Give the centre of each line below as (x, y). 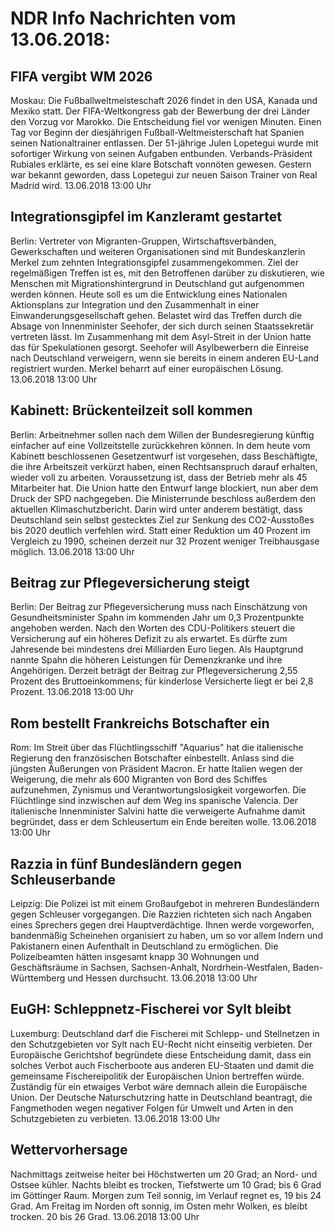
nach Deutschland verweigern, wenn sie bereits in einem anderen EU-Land (165, 358)
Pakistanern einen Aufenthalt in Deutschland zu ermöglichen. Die (144, 946)
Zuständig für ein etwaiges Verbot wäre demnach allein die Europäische (159, 1086)
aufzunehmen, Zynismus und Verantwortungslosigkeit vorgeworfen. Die (158, 790)
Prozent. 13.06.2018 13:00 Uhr (72, 692)
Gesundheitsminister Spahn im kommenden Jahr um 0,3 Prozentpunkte (157, 618)
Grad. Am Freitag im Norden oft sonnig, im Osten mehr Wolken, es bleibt (159, 1206)
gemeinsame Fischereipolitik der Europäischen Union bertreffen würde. (157, 1076)
